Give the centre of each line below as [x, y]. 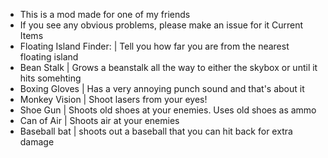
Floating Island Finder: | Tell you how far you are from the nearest [154, 46]
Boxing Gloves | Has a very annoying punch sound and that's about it [162, 88]
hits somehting [50, 78]
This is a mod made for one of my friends [105, 14]
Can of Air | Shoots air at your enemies [99, 120]
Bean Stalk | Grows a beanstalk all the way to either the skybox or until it [168, 67]
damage [37, 142]
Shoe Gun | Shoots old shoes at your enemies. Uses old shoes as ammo [168, 110]
